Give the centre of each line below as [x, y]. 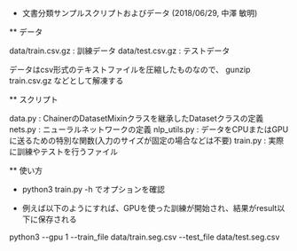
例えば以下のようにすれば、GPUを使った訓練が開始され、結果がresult [149, 208]
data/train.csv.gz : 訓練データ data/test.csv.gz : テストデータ [120, 51]
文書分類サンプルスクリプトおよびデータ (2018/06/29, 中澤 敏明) [140, 13]
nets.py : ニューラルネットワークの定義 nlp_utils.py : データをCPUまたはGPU [149, 129]
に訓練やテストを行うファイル [63, 152]
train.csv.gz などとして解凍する [66, 81]
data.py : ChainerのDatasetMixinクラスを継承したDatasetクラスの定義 [137, 118]
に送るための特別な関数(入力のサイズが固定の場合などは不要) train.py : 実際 [147, 141]
